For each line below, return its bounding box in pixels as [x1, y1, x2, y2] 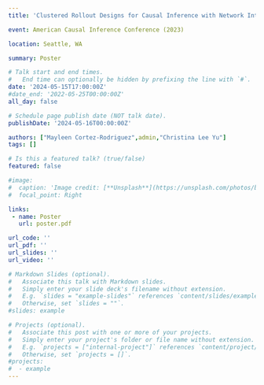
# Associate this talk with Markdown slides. [8, 277, 167, 286]
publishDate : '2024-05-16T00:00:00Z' [8, 119, 132, 127]
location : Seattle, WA [8, 40, 82, 48]
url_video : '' [8, 256, 55, 264]
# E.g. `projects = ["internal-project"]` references [8, 343, 195, 351]
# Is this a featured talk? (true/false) [8, 155, 146, 163]
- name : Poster [11, 213, 61, 220]
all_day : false [8, 98, 58, 106]
